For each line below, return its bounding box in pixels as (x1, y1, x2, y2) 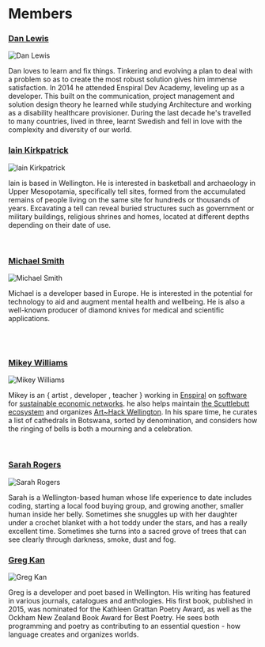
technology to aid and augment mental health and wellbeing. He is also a (8, 297, 245, 307)
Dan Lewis (8, 33, 49, 44)
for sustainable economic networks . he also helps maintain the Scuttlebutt (8, 399, 250, 408)
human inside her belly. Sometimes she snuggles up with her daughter (8, 509, 238, 519)
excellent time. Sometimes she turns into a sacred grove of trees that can (8, 526, 247, 535)
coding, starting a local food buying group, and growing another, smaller (8, 501, 244, 510)
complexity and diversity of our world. (8, 125, 132, 134)
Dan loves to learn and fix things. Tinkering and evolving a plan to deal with (8, 66, 253, 76)
